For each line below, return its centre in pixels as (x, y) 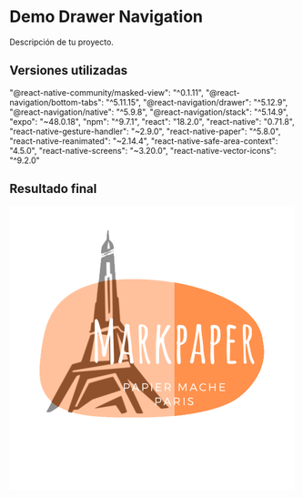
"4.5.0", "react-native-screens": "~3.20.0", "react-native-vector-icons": (143, 150)
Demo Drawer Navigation (106, 17)
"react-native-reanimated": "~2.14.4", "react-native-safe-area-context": (144, 141)
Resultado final (53, 189)
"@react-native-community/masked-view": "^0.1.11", (107, 92)
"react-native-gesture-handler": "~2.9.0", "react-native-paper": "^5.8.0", (145, 131)
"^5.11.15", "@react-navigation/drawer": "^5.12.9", (197, 102)
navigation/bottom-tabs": (57, 102)
